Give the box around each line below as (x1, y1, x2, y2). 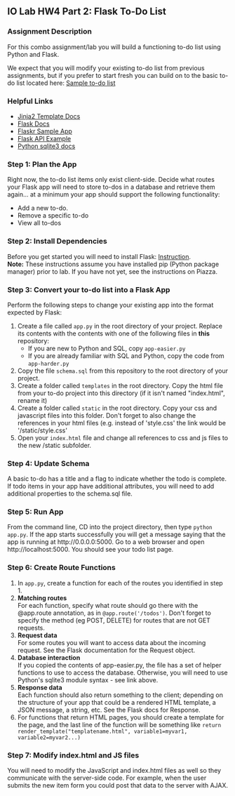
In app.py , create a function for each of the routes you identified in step (17, 578, 223, 587)
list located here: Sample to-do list (16, 79, 116, 87)
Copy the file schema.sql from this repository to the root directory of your (17, 366, 228, 375)
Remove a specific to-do (17, 211, 89, 220)
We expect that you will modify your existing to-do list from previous (7, 63, 205, 72)
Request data (17, 631, 58, 639)
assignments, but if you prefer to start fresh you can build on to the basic (7, 71, 219, 79)
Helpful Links (7, 96, 54, 106)
